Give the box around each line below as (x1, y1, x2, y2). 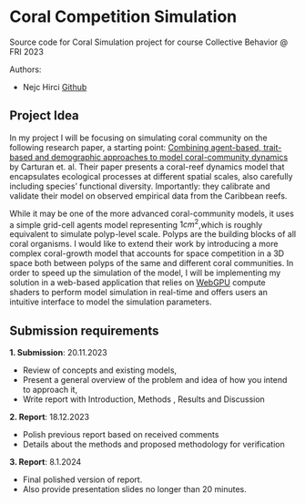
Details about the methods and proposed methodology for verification (22, 439, 285, 450)
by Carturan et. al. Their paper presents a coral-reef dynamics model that (9, 161, 285, 172)
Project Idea (9, 108, 79, 124)
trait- (263, 141, 282, 152)
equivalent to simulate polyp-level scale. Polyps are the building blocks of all (9, 229, 297, 240)
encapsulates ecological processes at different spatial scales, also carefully (9, 170, 293, 181)
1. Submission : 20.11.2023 (9, 347, 107, 358)
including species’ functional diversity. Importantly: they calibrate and (9, 180, 270, 191)
